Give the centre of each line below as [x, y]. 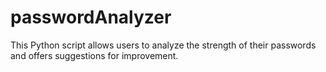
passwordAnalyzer [91, 17]
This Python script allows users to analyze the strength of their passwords [163, 45]
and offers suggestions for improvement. [94, 55]
